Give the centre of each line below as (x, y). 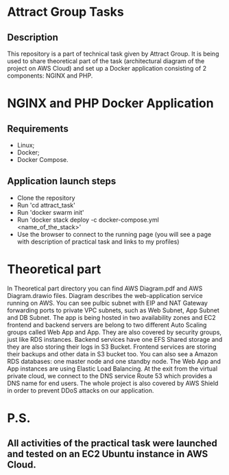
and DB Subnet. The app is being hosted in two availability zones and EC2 (111, 317)
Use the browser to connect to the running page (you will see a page (114, 234)
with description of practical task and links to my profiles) (98, 242)
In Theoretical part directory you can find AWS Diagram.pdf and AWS (105, 288)
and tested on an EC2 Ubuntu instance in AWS (108, 454)
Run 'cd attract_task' (46, 205)
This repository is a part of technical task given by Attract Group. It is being (113, 54)
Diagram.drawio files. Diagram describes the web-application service (105, 295)
